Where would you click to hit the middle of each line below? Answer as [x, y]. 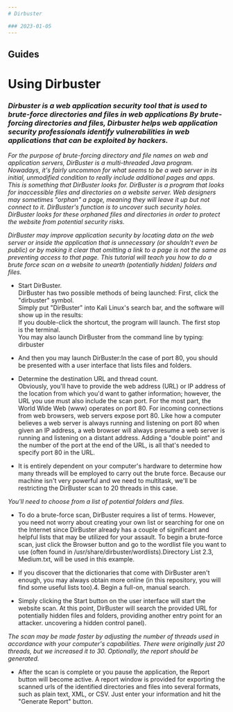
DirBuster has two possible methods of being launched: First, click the [118, 293]
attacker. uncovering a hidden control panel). [82, 623]
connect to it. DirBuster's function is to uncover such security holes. [105, 207]
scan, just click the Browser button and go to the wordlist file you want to [122, 545]
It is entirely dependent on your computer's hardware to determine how [120, 466]
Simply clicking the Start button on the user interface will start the [112, 601]
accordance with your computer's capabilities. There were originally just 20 [116, 644]
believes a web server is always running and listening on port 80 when [119, 423]
